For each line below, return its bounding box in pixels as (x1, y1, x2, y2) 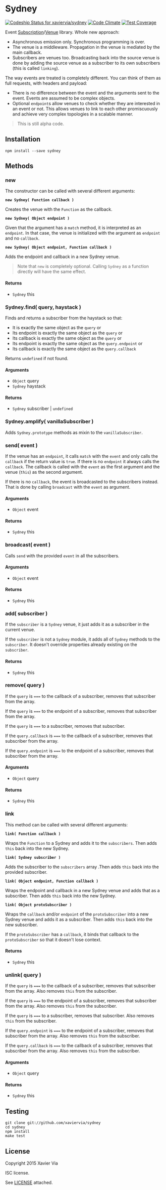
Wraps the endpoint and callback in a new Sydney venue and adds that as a (5, 887, 160, 893)
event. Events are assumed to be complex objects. (12, 95, 115, 101)
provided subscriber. (5, 869, 48, 875)
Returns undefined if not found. (5, 355, 68, 361)
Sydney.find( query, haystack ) (5, 303, 81, 310)
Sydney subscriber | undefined (12, 405, 73, 411)
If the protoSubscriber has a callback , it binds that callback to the (5, 931, 139, 937)
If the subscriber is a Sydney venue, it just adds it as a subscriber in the (5, 621, 150, 628)
